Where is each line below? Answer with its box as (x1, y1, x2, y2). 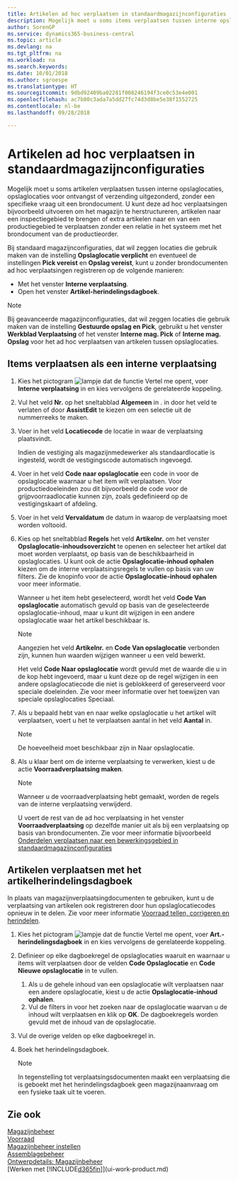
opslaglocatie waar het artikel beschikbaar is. (17, 616, 150, 624)
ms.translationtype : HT (7, 83, 78, 90)
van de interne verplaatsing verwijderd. (17, 799, 132, 808)
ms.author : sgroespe (7, 76, 69, 84)
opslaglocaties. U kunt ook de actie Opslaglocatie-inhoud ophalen (17, 557, 215, 566)
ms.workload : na (7, 57, 55, 64)
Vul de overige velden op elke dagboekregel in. (17, 1032, 156, 1040)
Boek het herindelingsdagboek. (17, 1045, 110, 1054)
